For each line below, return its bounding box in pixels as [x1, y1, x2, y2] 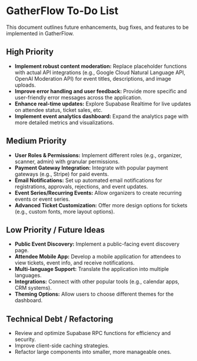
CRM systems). [14, 284, 52, 292]
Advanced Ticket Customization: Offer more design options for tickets [14, 201, 188, 208]
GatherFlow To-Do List [6, 4, 119, 18]
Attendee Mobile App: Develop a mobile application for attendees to [14, 253, 181, 260]
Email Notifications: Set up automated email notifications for [14, 177, 163, 184]
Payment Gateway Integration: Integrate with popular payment [14, 164, 169, 171]
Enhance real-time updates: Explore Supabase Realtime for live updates [14, 100, 191, 107]
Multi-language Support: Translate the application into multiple [14, 266, 169, 273]
